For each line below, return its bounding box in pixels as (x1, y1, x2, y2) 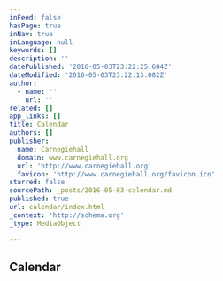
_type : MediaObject (9, 219, 81, 228)
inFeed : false (9, 12, 62, 22)
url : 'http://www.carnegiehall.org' (17, 161, 152, 170)
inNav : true (9, 29, 53, 38)
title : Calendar (9, 121, 69, 129)
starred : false (9, 178, 65, 187)
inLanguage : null (9, 37, 73, 47)
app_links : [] (9, 112, 62, 121)
